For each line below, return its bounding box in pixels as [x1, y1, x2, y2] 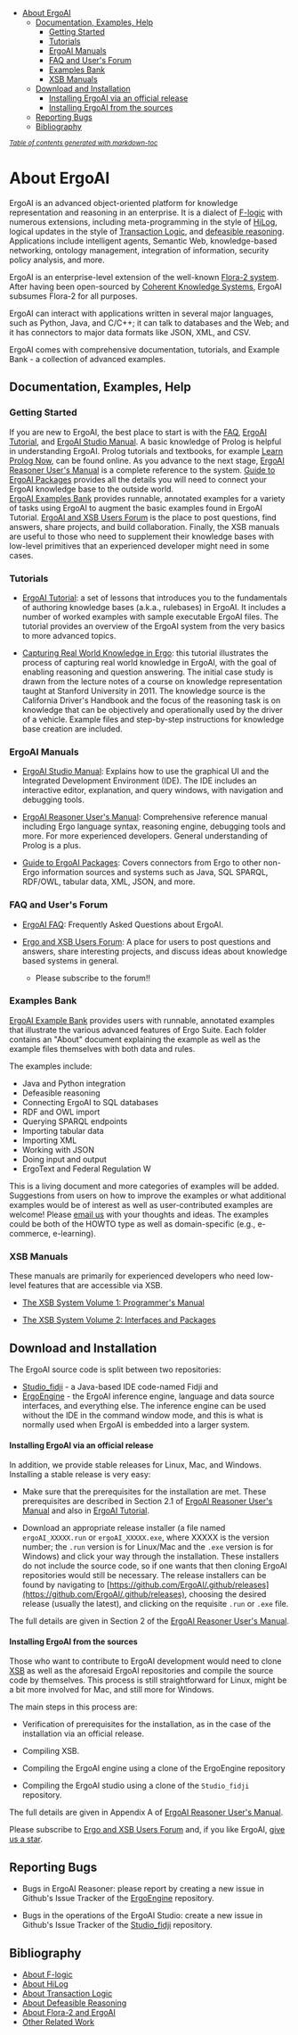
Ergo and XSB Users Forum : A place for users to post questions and [21, 936, 271, 947]
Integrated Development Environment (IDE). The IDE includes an [21, 775, 257, 786]
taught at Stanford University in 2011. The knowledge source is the [21, 685, 266, 696]
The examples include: [9, 1061, 93, 1071]
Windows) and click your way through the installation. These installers [21, 1551, 279, 1562]
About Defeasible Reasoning [21, 1998, 127, 2008]
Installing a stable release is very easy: [9, 1469, 151, 1480]
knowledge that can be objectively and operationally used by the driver [21, 704, 283, 715]
